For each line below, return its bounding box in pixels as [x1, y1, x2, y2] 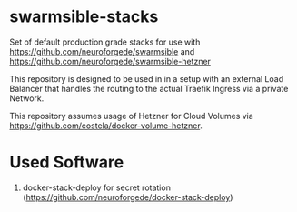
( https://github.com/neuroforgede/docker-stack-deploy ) [22, 191, 233, 202]
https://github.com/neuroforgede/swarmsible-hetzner [9, 56, 212, 66]
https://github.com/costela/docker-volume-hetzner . [9, 120, 203, 131]
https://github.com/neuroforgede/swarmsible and [9, 45, 195, 56]
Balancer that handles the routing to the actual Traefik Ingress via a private [9, 83, 289, 94]
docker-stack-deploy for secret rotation [22, 182, 171, 193]
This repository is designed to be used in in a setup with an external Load [9, 73, 284, 84]
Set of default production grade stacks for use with [9, 36, 201, 47]
